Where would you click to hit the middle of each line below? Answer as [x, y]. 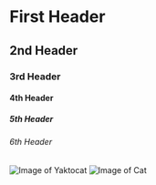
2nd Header [44, 51]
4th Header [31, 98]
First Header [57, 17]
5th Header [31, 118]
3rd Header [35, 77]
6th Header [31, 142]
